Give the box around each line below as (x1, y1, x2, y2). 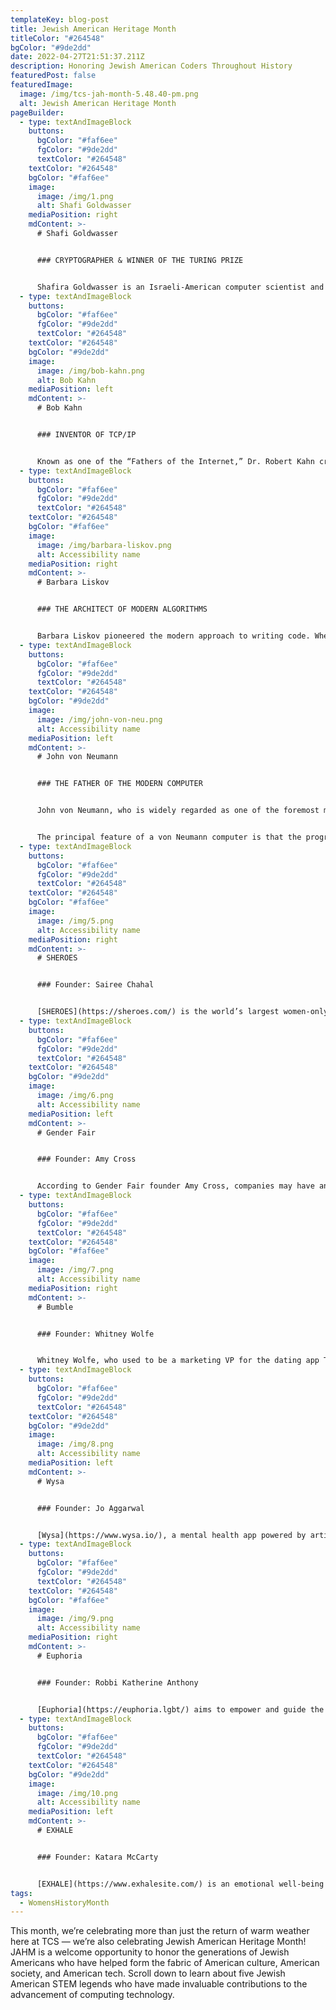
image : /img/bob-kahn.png (36, 366, 145, 376)
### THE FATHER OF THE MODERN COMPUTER (36, 779, 203, 789)
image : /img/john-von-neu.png (36, 714, 163, 725)
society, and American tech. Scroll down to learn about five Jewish (10, 1967, 286, 1980)
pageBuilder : (10, 107, 65, 118)
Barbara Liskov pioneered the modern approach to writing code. (36, 631, 311, 641)
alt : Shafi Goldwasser (36, 201, 132, 211)
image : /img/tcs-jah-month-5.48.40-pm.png (19, 89, 199, 99)
